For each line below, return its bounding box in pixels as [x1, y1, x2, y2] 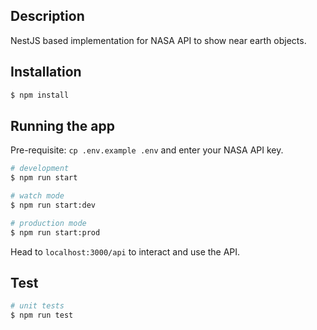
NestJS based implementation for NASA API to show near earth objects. [10, 34, 307, 46]
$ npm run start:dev [10, 200, 97, 210]
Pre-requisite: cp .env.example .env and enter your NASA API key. [10, 144, 284, 156]
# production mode [10, 218, 87, 228]
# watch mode [10, 191, 65, 201]
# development [10, 164, 70, 174]
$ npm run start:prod [10, 227, 101, 238]
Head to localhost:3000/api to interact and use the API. [10, 245, 241, 258]
